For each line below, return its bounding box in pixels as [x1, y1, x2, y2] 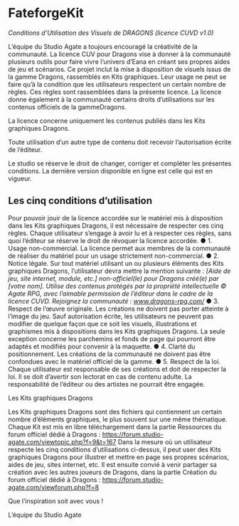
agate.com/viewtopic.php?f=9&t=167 [8, 437, 117, 446]
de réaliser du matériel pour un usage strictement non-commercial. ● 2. [8, 251, 220, 260]
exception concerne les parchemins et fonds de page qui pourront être [8, 334, 216, 343]
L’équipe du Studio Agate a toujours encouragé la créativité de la [8, 42, 198, 50]
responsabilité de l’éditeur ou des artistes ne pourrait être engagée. [8, 380, 206, 388]
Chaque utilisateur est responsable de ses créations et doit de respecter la [8, 365, 227, 373]
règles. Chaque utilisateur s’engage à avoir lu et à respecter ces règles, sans [8, 229, 232, 237]
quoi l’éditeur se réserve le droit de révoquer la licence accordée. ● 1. [8, 236, 213, 245]
